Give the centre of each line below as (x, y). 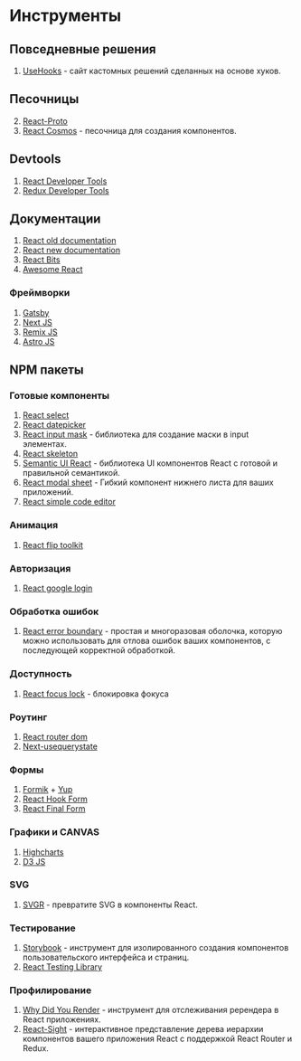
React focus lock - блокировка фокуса (95, 694)
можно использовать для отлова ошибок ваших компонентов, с (146, 641)
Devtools (35, 159)
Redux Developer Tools (66, 190)
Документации (55, 219)
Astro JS (38, 341)
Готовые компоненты (60, 396)
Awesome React (52, 270)
